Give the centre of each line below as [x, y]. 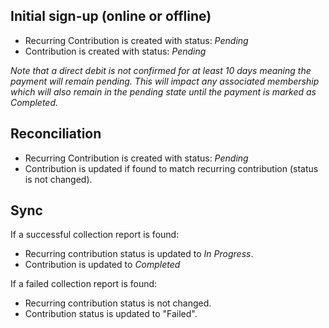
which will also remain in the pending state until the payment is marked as [163, 91]
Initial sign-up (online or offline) [111, 16]
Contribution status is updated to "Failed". [111, 314]
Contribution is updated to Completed [102, 265]
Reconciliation [56, 134]
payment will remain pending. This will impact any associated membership [165, 81]
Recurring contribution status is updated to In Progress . [139, 254]
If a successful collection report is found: [95, 235]
